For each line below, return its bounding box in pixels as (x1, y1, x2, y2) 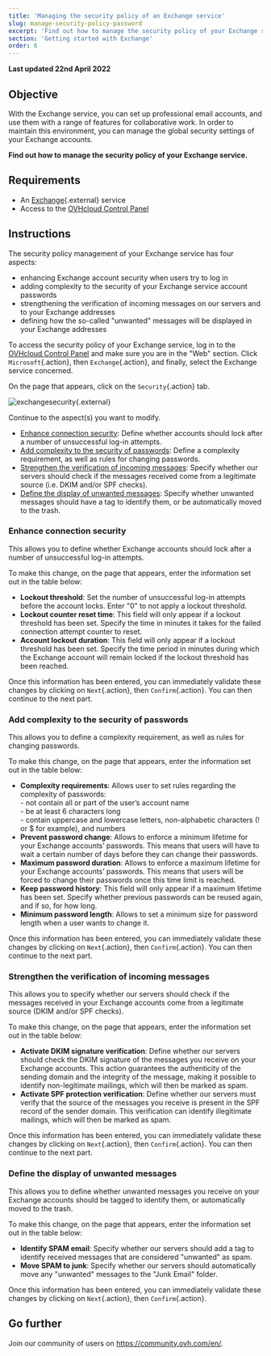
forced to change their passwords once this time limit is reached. (19, 875, 236, 885)
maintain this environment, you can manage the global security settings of (8, 126, 255, 136)
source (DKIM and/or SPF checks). (8, 1006, 124, 1016)
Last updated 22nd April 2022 (8, 64, 111, 73)
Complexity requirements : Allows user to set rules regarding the (19, 781, 236, 791)
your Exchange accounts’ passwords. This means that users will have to (19, 841, 261, 850)
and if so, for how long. (19, 901, 98, 911)
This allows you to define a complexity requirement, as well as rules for (8, 733, 244, 742)
